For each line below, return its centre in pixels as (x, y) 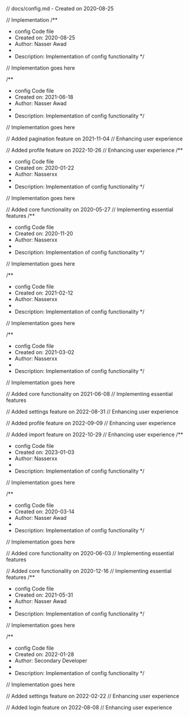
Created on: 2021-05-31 (44, 595)
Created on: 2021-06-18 (44, 97)
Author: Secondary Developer (51, 661)
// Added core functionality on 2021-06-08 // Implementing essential (89, 394)
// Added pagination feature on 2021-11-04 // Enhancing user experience (94, 139)
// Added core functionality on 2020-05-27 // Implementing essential (90, 209)
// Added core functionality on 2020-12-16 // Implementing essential (89, 571)
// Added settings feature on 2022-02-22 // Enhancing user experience (93, 696)
